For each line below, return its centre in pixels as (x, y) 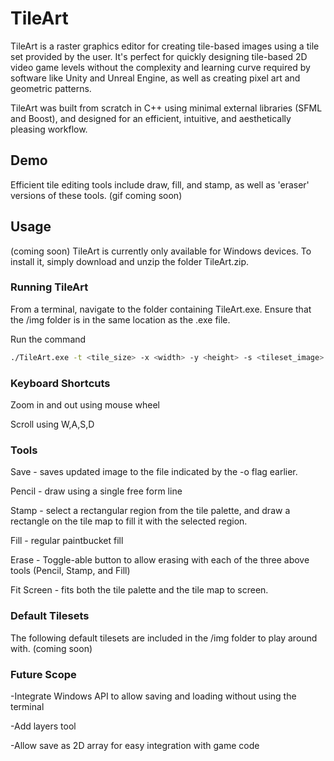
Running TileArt (49, 287)
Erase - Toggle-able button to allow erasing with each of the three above (160, 560)
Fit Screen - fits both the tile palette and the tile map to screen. (139, 590)
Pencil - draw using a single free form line (96, 491)
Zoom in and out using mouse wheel (85, 405)
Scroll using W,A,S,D (52, 424)
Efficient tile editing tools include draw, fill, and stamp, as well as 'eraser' (160, 184)
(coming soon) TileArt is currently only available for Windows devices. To (161, 251)
